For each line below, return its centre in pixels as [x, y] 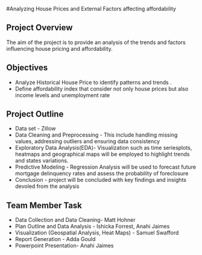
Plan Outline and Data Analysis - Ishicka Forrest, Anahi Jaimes [92, 227]
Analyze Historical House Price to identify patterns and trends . [93, 82]
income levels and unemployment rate [62, 95]
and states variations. [42, 161]
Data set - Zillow [35, 129]
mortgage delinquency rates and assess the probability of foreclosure [102, 173]
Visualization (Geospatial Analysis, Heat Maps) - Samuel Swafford [97, 233]
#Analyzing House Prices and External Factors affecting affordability [91, 9]
